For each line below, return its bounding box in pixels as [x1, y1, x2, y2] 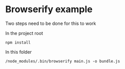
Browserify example [5, 4, 93, 15]
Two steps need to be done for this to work [5, 20, 96, 26]
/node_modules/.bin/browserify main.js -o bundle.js [5, 58, 120, 64]
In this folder [5, 49, 32, 55]
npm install [5, 40, 31, 45]
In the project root [5, 30, 44, 36]
